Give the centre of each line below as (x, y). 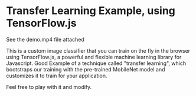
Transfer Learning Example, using (91, 11)
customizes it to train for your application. (57, 76)
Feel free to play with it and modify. (49, 87)
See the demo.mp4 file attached (45, 39)
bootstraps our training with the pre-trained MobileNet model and (86, 69)
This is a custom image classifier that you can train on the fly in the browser (98, 50)
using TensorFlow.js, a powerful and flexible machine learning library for (94, 57)
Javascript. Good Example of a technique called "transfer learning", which (96, 63)
